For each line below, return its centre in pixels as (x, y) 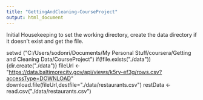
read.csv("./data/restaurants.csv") (49, 91)
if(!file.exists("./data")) (124, 59)
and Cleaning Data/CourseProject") (51, 59)
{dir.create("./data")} (32, 65)
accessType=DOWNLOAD (39, 78)
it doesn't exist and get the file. (45, 41)
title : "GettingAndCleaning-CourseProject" (62, 12)
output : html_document (35, 17)
